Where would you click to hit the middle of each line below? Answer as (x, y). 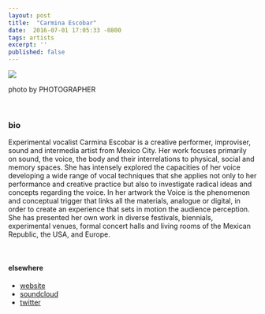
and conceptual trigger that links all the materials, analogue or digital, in (124, 201)
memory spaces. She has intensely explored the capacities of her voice (124, 167)
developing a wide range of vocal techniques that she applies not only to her (132, 176)
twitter (30, 302)
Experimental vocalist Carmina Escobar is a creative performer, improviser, (129, 142)
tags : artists (32, 37)
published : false (37, 52)
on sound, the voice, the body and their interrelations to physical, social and (131, 159)
